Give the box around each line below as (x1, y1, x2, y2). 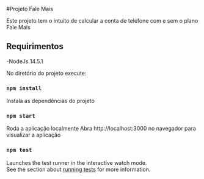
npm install (6, 85, 42, 91)
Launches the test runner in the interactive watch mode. (6, 159, 148, 166)
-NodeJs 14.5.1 (6, 58, 43, 65)
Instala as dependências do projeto (6, 97, 95, 105)
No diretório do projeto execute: (6, 69, 87, 77)
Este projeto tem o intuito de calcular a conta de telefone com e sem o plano (6, 17, 199, 24)
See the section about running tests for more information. (6, 166, 151, 173)
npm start (6, 113, 35, 120)
